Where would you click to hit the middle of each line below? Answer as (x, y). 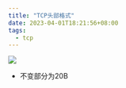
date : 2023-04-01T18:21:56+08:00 (63, 23)
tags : (17, 30)
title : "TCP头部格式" (42, 15)
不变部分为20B (44, 76)
